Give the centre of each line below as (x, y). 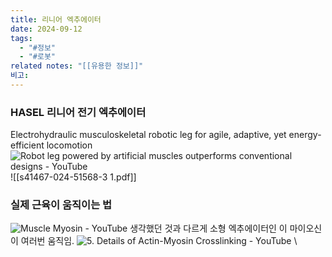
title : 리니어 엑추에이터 (56, 19)
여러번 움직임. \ (159, 241)
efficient (27, 145)
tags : (21, 38)
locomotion (69, 145)
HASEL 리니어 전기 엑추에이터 (78, 112)
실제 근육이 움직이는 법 (61, 205)
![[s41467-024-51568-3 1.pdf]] (73, 177)
